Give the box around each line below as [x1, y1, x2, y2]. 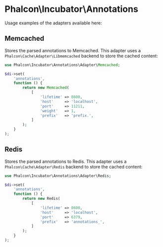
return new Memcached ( [22, 85, 69, 90]
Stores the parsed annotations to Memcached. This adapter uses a [4, 47, 141, 53]
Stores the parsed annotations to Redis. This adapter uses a [4, 158, 127, 165]
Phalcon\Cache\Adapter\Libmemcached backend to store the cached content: [4, 53, 158, 59]
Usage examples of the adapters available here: [4, 20, 102, 26]
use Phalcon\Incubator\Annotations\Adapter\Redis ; [4, 173, 111, 178]
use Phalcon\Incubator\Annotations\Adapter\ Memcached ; [4, 62, 120, 68]
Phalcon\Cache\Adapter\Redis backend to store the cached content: [4, 164, 143, 169]
